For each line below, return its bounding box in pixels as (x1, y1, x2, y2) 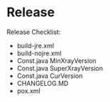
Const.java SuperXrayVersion (16, 64, 104, 72)
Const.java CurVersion (16, 72, 83, 80)
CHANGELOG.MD (16, 79, 69, 87)
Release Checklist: (6, 28, 61, 36)
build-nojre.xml (16, 49, 62, 57)
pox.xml (16, 86, 40, 95)
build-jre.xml (16, 41, 55, 50)
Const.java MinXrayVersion (16, 56, 97, 64)
